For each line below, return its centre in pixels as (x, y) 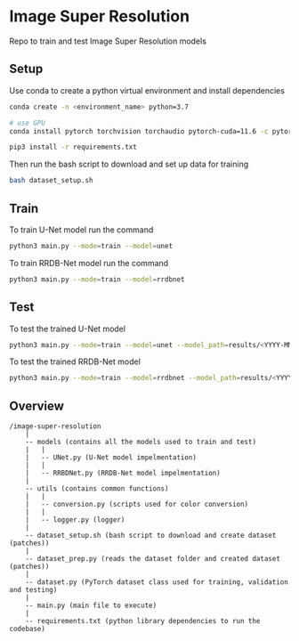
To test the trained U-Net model (68, 329)
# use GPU (28, 123)
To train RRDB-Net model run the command (89, 263)
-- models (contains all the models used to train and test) (141, 442)
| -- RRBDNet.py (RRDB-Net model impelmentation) (123, 474)
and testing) (33, 590)
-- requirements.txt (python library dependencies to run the (143, 621)
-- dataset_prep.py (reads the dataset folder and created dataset (153, 559)
